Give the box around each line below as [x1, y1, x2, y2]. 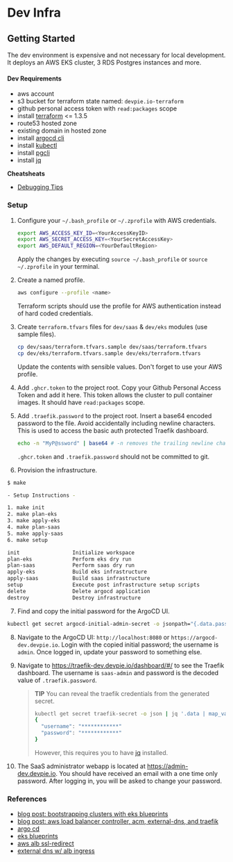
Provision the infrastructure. [17, 465, 98, 474]
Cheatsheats [7, 169, 45, 178]
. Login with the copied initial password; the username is [58, 640, 219, 649]
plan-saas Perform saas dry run [7, 562, 135, 569]
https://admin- [146, 762, 189, 770]
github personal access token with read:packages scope [17, 104, 178, 113]
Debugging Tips [17, 183, 64, 192]
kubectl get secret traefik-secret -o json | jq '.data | [34, 710, 206, 717]
